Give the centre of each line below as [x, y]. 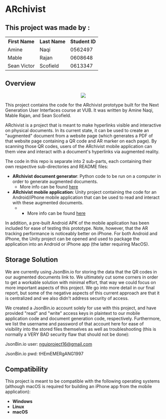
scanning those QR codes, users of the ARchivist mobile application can [79, 146]
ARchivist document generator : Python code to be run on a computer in [86, 176]
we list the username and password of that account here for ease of [75, 324]
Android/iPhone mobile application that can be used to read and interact [86, 197]
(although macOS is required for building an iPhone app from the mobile [79, 387]
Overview [21, 83]
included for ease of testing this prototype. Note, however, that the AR [77, 228]
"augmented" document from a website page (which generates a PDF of [79, 136]
